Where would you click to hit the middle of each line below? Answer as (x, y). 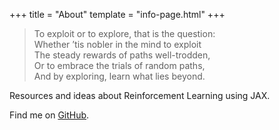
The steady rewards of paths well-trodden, (122, 55)
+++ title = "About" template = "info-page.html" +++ (117, 14)
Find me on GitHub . (49, 115)
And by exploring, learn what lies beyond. (119, 76)
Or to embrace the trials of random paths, (119, 65)
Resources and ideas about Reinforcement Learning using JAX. (140, 95)
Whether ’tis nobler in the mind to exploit (117, 44)
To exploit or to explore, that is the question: (124, 33)
